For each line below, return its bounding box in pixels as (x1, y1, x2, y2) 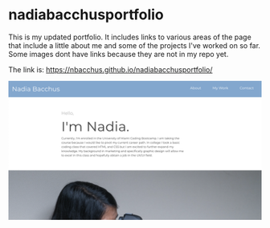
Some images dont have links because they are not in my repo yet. (8, 49, 229, 59)
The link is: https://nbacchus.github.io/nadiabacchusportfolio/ (8, 64, 213, 74)
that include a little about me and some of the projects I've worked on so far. (8, 40, 261, 50)
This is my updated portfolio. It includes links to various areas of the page (8, 32, 252, 42)
